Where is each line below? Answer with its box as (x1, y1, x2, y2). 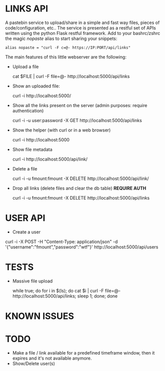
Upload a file (12, 63, 39, 69)
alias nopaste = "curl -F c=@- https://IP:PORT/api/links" (5, 45, 131, 50)
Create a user (12, 228, 41, 235)
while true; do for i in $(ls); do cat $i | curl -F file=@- (12, 287, 121, 293)
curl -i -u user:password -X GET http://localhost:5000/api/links (12, 117, 142, 123)
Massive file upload (12, 278, 53, 284)
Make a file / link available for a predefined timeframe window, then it (12, 349, 155, 355)
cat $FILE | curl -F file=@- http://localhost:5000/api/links (12, 73, 130, 79)
